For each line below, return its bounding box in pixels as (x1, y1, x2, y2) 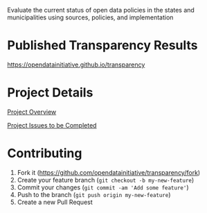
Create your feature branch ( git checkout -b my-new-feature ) (17, 176, 195, 184)
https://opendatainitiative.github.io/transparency (7, 60, 145, 69)
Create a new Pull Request (17, 198, 93, 206)
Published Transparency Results (7, 37, 199, 53)
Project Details (7, 85, 93, 101)
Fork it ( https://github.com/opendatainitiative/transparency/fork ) (17, 168, 201, 176)
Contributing (7, 146, 82, 162)
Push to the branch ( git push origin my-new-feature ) (17, 190, 171, 198)
